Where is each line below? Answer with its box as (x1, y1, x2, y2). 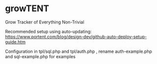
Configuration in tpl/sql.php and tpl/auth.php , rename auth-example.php (5, 48, 152, 54)
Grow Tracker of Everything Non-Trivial (5, 19, 84, 25)
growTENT (5, 3, 50, 14)
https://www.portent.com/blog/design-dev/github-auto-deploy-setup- (5, 34, 147, 40)
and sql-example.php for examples (5, 53, 76, 59)
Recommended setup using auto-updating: (5, 28, 92, 34)
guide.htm (5, 39, 26, 44)
